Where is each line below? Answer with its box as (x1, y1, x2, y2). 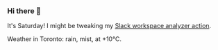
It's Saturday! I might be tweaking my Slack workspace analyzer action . (7, 22, 212, 30)
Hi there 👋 (7, 6, 42, 16)
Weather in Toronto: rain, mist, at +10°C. (7, 35, 121, 43)
